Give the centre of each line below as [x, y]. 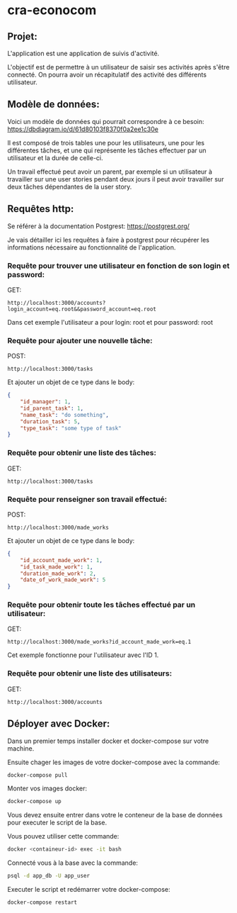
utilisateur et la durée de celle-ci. [56, 157]
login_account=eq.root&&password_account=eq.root [82, 309]
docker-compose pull [38, 775]
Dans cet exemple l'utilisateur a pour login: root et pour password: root [110, 322]
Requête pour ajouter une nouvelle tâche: [80, 340]
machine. [21, 748]
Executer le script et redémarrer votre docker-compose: [89, 890]
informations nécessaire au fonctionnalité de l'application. [92, 247]
